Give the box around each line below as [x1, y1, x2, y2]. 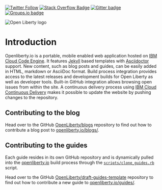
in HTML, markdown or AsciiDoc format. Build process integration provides [5, 68, 157, 74]
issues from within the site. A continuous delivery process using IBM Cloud [5, 84, 157, 90]
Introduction [5, 37, 57, 48]
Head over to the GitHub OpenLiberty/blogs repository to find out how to [5, 122, 152, 128]
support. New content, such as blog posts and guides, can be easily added [5, 63, 157, 69]
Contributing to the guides [5, 141, 87, 150]
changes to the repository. [5, 94, 58, 100]
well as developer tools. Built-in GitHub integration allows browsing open [5, 79, 152, 84]
